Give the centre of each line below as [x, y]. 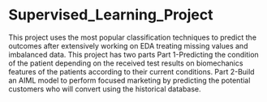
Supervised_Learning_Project [111, 15]
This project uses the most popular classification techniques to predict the [133, 37]
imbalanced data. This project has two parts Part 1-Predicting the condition [134, 54]
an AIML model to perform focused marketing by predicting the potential [129, 80]
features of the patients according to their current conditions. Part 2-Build [131, 71]
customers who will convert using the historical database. [105, 89]
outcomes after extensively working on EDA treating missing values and [128, 45]
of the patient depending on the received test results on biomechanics [126, 63]
